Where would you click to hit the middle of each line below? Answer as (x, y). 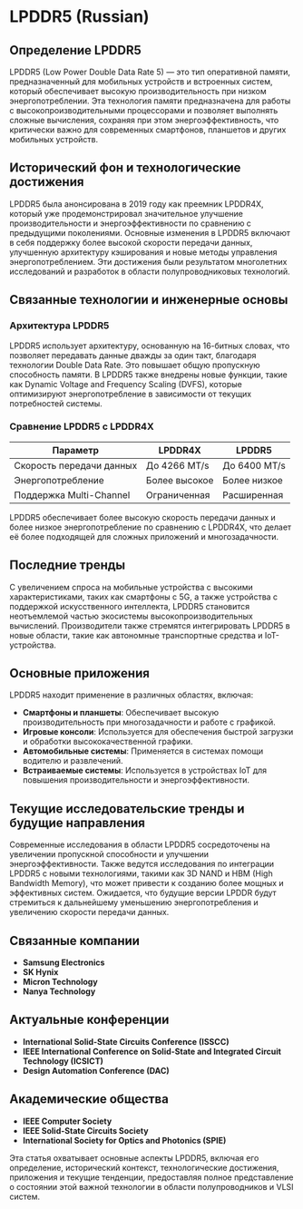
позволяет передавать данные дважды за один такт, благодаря (133, 355)
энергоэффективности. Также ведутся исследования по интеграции (142, 864)
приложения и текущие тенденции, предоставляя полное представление (151, 1177)
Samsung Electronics (64, 962)
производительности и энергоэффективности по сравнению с (131, 223)
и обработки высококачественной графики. (108, 742)
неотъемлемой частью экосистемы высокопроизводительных (132, 616)
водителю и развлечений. (73, 761)
